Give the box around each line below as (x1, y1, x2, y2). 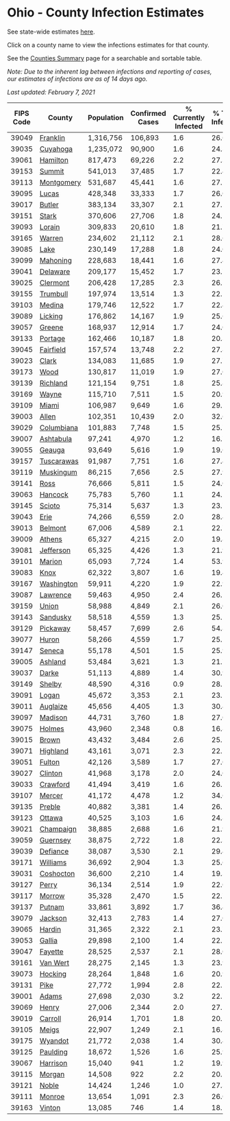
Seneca (39, 646, 64, 655)
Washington (39, 578, 78, 588)
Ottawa (39, 813, 63, 823)
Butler (39, 200, 60, 209)
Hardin (39, 924, 62, 934)
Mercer (39, 790, 63, 800)
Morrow (39, 890, 65, 900)
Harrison (39, 1058, 68, 1067)
